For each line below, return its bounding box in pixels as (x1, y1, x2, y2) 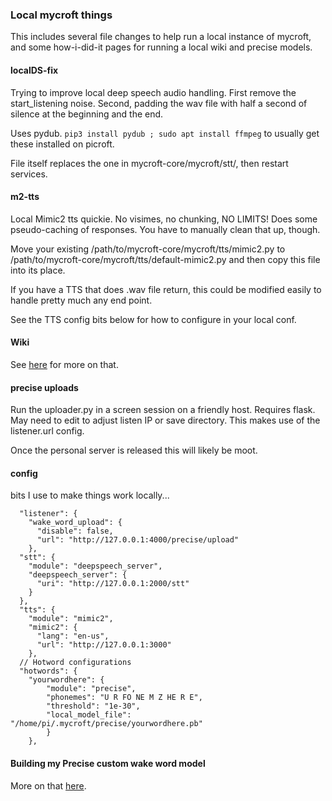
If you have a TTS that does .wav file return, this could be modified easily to (10, 283, 322, 295)
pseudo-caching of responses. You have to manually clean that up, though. (10, 223, 321, 235)
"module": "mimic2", (28, 614, 114, 624)
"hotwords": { (19, 666, 78, 677)
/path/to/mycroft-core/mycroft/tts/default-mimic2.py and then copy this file (10, 253, 321, 265)
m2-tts (10, 191, 40, 203)
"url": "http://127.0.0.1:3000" (36, 640, 172, 650)
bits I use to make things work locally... (10, 489, 170, 502)
